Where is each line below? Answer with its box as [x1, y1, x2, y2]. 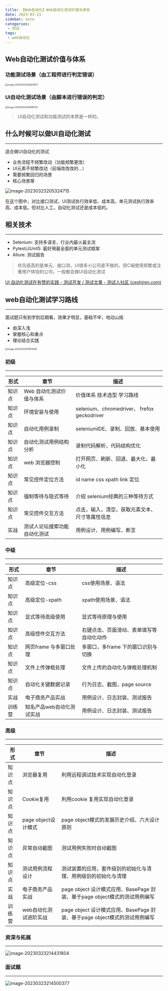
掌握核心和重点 [12, 331, 43, 337]
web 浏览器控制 [23, 459, 60, 466]
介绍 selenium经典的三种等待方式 [75, 492, 153, 500]
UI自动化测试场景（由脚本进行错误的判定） [5, 94, 108, 101]
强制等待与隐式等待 [23, 492, 69, 500]
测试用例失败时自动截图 [61, 844, 117, 851]
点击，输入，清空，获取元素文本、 [75, 506, 156, 513]
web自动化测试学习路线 [5, 295, 78, 304]
